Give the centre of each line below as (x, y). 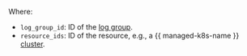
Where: (21, 12)
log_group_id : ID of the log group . (77, 27)
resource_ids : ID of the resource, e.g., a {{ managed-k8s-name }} (130, 36)
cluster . (32, 44)
